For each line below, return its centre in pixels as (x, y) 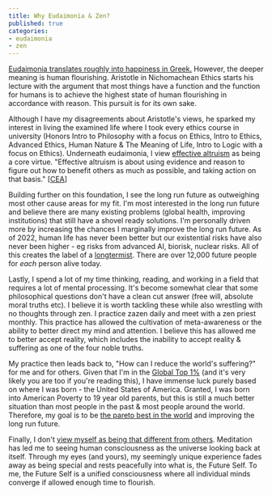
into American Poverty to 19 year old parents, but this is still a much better (132, 398)
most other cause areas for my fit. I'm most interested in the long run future (134, 204)
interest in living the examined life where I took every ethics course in (124, 128)
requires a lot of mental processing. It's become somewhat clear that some (134, 288)
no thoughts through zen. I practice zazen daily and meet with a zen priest (132, 314)
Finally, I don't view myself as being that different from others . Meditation (130, 440)
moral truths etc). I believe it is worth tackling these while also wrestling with (136, 305)
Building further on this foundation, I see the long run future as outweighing (134, 195)
